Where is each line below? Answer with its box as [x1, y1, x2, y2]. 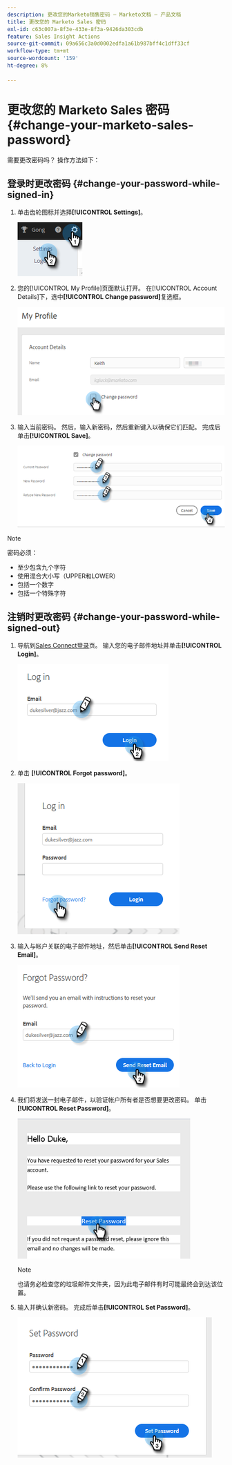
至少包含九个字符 [17, 563, 66, 571]
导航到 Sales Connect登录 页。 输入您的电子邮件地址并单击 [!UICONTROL [17, 641, 222, 650]
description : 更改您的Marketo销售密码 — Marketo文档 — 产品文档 [7, 11, 182, 18]
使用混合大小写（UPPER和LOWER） [17, 572, 119, 580]
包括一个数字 [17, 580, 54, 588]
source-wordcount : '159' [7, 55, 79, 62]
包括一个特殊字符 [17, 589, 66, 597]
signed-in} [7, 188, 54, 200]
